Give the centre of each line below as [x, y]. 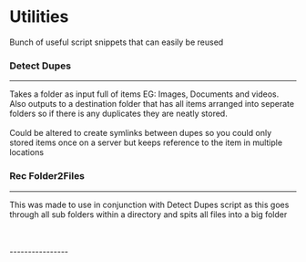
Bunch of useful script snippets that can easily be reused [117, 42]
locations [26, 152]
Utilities [39, 17]
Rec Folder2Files [47, 176]
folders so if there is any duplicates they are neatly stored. [118, 114]
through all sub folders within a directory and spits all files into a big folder [148, 214]
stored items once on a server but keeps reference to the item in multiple [146, 142]
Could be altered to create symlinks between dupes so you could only [141, 133]
